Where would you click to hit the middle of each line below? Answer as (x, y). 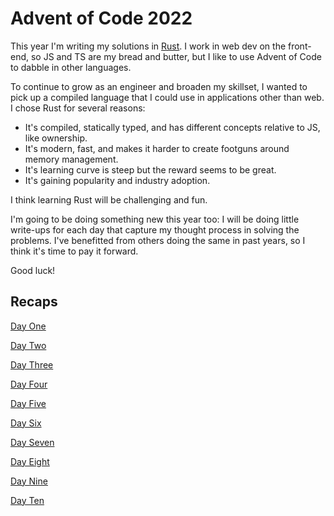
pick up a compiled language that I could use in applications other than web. (167, 97)
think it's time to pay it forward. (74, 251)
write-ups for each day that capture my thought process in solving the (155, 229)
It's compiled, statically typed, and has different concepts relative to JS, (172, 127)
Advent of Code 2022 (101, 18)
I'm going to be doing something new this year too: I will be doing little (155, 219)
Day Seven (32, 442)
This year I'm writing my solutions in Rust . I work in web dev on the (148, 46)
